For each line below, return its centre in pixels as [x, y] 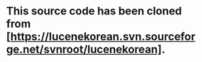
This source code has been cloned [94, 11]
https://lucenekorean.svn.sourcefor [103, 37]
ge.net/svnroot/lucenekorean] [84, 50]
